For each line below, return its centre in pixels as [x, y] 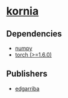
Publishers [27, 74]
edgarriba [27, 88]
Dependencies [34, 34]
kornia [23, 11]
